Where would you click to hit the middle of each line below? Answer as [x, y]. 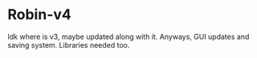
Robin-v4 [39, 15]
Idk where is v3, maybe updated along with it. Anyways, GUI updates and [128, 37]
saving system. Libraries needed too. [69, 44]
